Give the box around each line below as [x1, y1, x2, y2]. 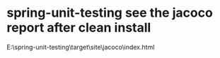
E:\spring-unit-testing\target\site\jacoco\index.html [6, 43, 155, 51]
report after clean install [6, 20, 151, 36]
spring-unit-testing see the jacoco [6, 5, 213, 21]
